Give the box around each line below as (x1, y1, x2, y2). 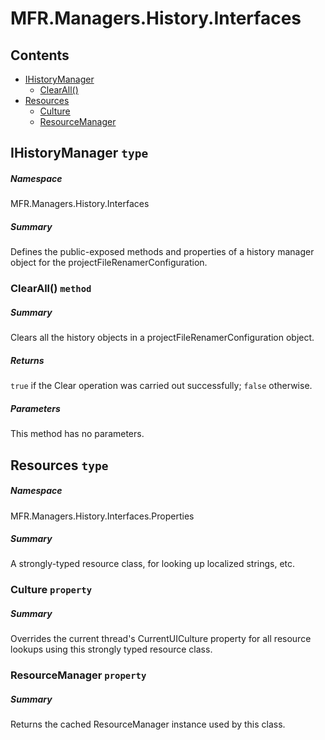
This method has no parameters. (10, 428, 145, 440)
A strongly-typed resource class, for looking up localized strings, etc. (10, 558, 296, 570)
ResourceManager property (10, 668, 147, 682)
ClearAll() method (10, 282, 92, 296)
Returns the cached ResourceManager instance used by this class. (10, 718, 286, 731)
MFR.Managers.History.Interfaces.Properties (10, 510, 195, 522)
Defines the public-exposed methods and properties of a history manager (10, 246, 315, 258)
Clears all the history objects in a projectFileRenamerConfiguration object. (10, 332, 315, 344)
